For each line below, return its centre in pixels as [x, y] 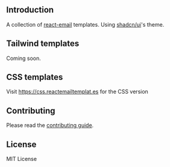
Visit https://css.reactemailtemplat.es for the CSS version [77, 92]
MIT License [22, 159]
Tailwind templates [43, 44]
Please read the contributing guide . [50, 125]
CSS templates [35, 77]
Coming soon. [24, 58]
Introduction [30, 10]
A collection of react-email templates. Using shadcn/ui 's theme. [85, 24]
